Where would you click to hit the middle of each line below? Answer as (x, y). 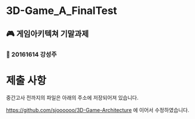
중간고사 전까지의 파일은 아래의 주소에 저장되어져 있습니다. (72, 98)
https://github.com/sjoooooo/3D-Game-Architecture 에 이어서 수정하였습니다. (98, 110)
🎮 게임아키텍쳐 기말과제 (48, 34)
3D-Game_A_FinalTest (62, 11)
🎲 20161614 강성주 (32, 54)
